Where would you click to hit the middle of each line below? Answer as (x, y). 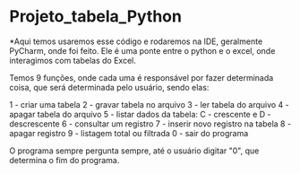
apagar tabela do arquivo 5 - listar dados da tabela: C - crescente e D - (140, 114)
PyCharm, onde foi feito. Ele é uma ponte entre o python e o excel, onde (142, 50)
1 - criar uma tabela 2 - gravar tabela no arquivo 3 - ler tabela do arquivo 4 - (149, 104)
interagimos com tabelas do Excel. (73, 60)
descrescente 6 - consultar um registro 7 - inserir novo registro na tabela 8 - (150, 124)
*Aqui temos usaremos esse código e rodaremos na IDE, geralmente (136, 41)
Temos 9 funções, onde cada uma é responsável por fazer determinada (141, 77)
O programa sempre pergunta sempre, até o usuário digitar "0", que (134, 151)
